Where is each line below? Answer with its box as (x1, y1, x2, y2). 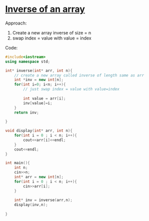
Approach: (5, 20, 27, 26)
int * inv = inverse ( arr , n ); (14, 197, 72, 203)
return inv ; (14, 110, 39, 115)
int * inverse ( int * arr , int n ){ (5, 68, 72, 73)
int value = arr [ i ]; (23, 96, 66, 101)
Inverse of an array (5, 3, 85, 15)
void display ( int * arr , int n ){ (5, 128, 72, 133)
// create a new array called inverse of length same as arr (14, 72, 144, 78)
